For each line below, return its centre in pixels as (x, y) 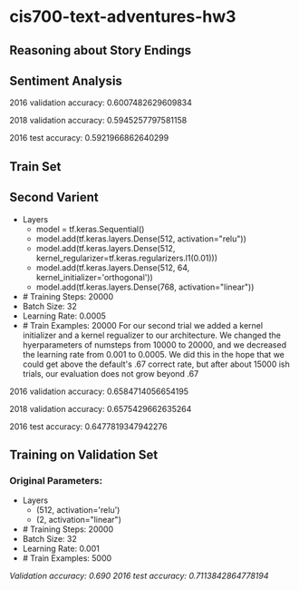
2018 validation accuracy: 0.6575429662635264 (101, 408)
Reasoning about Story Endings (101, 50)
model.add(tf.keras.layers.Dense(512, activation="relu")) (141, 239)
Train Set (35, 167)
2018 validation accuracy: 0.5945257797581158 (98, 121)
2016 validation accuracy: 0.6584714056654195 (99, 391)
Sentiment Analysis (66, 80)
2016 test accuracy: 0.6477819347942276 (88, 426)
